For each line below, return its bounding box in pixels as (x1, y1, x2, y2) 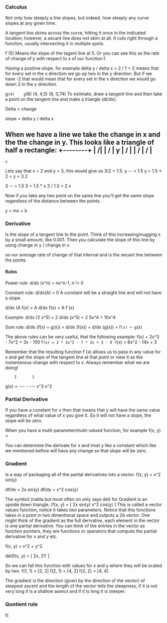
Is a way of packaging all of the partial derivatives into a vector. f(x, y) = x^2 (5, 472, 161, 478)
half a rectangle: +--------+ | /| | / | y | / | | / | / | (5, 146, 153, 154)
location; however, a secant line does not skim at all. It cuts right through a (5, 35, 158, 41)
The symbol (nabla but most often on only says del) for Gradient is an (5, 496, 148, 502)
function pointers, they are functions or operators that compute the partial (5, 528, 157, 534)
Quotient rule (5, 601, 38, 608)
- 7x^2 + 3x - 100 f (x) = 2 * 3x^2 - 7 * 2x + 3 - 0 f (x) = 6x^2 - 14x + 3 (5, 339, 157, 345)
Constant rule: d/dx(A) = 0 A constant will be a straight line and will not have (5, 289, 162, 295)
